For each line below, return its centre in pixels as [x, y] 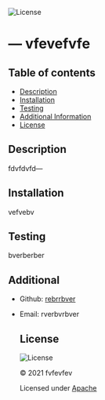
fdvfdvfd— [25, 168]
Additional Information [55, 116]
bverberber [26, 256]
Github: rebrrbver [47, 299]
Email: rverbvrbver [49, 315]
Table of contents [52, 73]
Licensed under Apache [58, 388]
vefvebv [21, 212]
